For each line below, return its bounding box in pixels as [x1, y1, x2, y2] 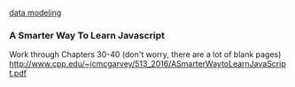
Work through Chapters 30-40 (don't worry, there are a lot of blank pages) [9, 49, 282, 60]
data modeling [9, 8, 62, 18]
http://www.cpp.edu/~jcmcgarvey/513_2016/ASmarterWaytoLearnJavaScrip [9, 59, 286, 69]
